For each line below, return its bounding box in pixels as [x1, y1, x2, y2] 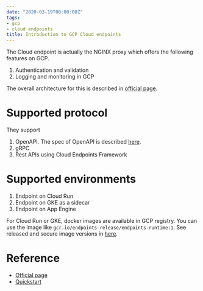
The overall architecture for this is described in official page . [6, 85, 158, 92]
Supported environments [6, 172, 136, 186]
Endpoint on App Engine [15, 205, 76, 212]
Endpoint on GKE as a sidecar [15, 199, 90, 206]
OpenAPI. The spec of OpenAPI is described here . [15, 138, 141, 145]
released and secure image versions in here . [6, 230, 118, 237]
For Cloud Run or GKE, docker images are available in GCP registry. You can [6, 217, 198, 224]
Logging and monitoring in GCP [15, 73, 94, 80]
